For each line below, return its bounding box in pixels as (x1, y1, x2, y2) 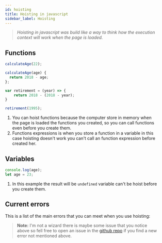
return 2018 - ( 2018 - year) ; (14, 93, 75, 98)
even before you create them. (12, 125, 71, 131)
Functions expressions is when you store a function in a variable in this (12, 130, 154, 136)
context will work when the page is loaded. (16, 35, 103, 40)
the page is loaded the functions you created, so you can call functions (12, 120, 154, 126)
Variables (5, 155, 35, 163)
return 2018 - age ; (9, 75, 49, 80)
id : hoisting (5, 7, 32, 12)
